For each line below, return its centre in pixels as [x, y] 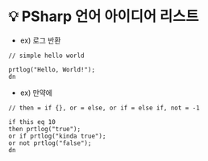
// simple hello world [46, 56]
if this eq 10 [32, 122]
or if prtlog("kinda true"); [57, 136]
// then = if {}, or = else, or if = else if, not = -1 [104, 108]
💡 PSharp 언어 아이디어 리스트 [104, 17]
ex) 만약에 [36, 93]
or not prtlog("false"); [50, 143]
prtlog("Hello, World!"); [52, 69]
